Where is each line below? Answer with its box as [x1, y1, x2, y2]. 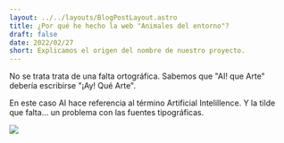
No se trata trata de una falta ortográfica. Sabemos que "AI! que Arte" [9, 71, 265, 81]
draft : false [9, 29, 58, 38]
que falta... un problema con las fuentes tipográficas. [9, 107, 205, 118]
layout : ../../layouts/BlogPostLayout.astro [9, 13, 178, 22]
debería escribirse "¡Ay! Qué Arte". [9, 80, 137, 91]
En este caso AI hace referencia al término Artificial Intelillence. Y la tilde [9, 97, 276, 108]
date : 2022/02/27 [9, 38, 74, 47]
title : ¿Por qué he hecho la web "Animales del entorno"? [9, 21, 230, 30]
